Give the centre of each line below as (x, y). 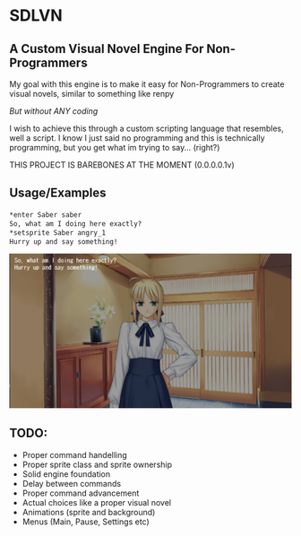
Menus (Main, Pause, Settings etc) (86, 522)
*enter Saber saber (46, 215)
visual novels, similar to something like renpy (92, 94)
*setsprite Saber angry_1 (57, 233)
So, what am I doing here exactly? (76, 224)
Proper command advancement (81, 493)
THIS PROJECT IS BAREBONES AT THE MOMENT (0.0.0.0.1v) (122, 165)
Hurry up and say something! (64, 242)
